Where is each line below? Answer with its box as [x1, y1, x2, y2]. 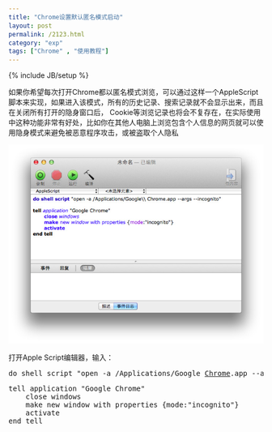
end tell [8, 417, 43, 426]
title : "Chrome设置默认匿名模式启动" [8, 13, 124, 21]
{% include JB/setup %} [8, 71, 89, 80]
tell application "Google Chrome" [8, 384, 146, 393]
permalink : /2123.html [8, 30, 85, 38]
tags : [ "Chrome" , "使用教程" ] [8, 47, 109, 56]
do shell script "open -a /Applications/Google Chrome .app [8, 369, 249, 379]
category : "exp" [8, 39, 63, 47]
